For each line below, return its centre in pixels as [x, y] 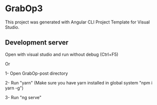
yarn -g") [14, 88]
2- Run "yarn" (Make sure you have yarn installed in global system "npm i [79, 83]
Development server [37, 43]
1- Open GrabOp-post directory [37, 73]
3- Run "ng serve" [23, 97]
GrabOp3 [24, 9]
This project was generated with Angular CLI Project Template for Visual [78, 22]
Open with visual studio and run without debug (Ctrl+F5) [62, 54]
